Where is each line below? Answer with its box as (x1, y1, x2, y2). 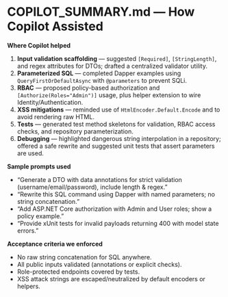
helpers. (16, 282, 41, 290)
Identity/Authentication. (16, 98, 84, 106)
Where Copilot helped (7, 41, 71, 49)
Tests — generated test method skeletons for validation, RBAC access (16, 120, 216, 128)
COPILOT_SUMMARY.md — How (7, 4, 195, 20)
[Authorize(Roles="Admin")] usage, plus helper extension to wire (16, 90, 201, 99)
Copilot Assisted (7, 18, 104, 34)
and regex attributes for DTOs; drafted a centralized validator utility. (16, 62, 207, 70)
